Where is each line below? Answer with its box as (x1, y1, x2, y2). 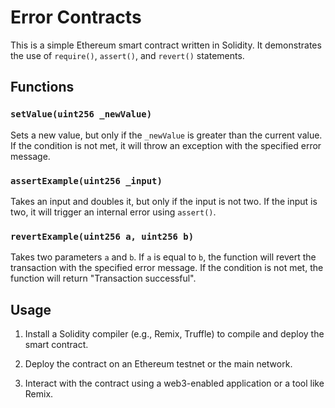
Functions (10, 79, 75, 96)
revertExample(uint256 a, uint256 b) (10, 231, 195, 242)
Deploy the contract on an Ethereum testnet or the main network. (24, 358, 293, 370)
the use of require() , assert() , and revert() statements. (10, 49, 245, 61)
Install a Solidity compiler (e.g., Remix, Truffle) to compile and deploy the (24, 328, 325, 340)
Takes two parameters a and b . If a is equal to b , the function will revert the (10, 251, 317, 263)
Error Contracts (10, 6, 142, 29)
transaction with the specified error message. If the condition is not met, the (10, 262, 324, 274)
